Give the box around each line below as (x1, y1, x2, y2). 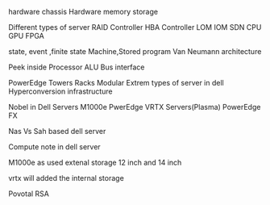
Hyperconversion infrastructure (8, 86, 113, 96)
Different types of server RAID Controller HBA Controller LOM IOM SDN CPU (8, 23, 262, 31)
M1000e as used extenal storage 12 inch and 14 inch (8, 157, 182, 167)
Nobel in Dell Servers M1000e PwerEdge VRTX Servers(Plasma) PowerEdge (8, 102, 261, 111)
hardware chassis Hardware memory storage (8, 7, 159, 16)
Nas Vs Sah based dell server (8, 127, 106, 136)
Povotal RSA (8, 189, 50, 199)
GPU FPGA (8, 31, 44, 40)
